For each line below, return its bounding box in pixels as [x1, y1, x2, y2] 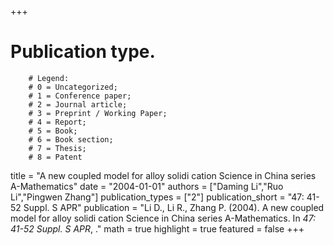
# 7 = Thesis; [28, 143, 87, 153]
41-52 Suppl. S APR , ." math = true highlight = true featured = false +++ [10, 222, 305, 235]
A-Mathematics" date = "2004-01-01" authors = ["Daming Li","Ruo [10, 180, 284, 192]
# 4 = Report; [28, 117, 87, 127]
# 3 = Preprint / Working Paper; [28, 108, 168, 118]
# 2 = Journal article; [28, 99, 128, 110]
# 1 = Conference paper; [28, 91, 132, 101]
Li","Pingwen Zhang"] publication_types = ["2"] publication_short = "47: [10, 191, 305, 203]
